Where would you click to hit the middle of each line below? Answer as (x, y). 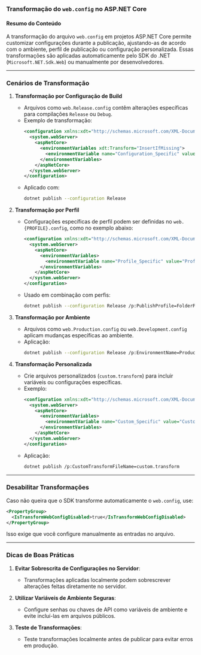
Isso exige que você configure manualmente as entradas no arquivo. (91, 534)
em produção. (41, 645)
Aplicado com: (42, 188)
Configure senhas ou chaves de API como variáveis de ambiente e (106, 609)
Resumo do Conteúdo (34, 23)
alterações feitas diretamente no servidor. (75, 586)
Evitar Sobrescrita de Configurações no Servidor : (77, 568)
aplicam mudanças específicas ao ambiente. (79, 335)
